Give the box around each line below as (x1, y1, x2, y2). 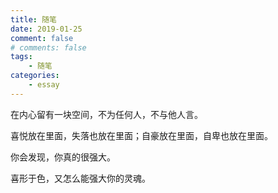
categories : (10, 71, 60, 81)
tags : (10, 52, 33, 62)
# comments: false (10, 42, 87, 53)
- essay (28, 80, 60, 90)
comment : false (10, 33, 74, 43)
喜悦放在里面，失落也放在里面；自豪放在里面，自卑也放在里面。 (10, 129, 273, 141)
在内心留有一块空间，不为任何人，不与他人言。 (10, 108, 203, 120)
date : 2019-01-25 (10, 24, 83, 34)
